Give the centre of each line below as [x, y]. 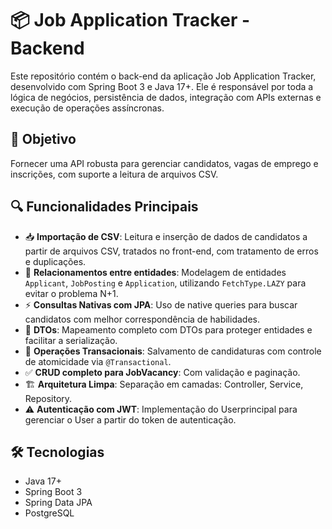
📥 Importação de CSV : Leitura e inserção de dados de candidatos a [166, 236]
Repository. [48, 398]
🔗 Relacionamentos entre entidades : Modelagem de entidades [155, 272]
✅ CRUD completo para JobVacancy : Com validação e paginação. [162, 372]
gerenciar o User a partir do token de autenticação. [130, 419]
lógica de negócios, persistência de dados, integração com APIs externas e [166, 97]
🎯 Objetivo [43, 139]
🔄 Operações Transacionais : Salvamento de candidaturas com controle [173, 351]
